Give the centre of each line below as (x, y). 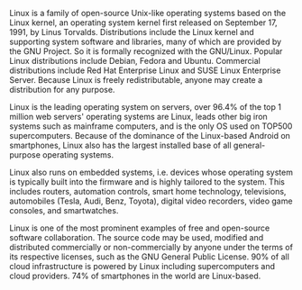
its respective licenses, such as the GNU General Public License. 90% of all (150, 257)
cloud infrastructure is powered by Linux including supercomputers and (142, 266)
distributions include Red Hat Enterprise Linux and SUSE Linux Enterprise (145, 70)
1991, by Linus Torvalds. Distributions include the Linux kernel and (132, 32)
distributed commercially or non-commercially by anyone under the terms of (151, 247)
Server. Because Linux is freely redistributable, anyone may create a (136, 80)
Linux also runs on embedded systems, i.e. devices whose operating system (151, 172)
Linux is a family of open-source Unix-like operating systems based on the (148, 13)
